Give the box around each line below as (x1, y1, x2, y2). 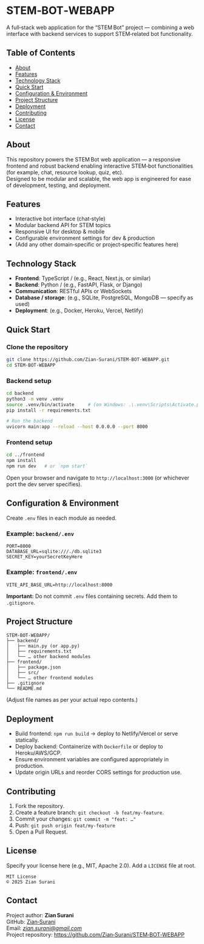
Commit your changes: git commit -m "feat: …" (15, 815, 137, 823)
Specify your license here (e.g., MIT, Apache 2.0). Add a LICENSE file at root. (6, 861, 196, 869)
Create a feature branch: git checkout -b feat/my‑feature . (15, 809, 164, 816)
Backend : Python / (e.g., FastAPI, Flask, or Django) (15, 281, 143, 288)
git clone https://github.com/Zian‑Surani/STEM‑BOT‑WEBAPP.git (6, 356, 170, 362)
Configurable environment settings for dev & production (15, 234, 155, 242)
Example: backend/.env (6, 529, 75, 538)
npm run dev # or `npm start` (6, 463, 88, 469)
